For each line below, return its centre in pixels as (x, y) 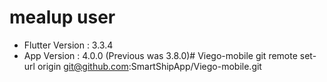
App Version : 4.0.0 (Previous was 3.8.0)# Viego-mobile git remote (160, 55)
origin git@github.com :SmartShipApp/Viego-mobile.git (149, 66)
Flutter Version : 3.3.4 (68, 45)
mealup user (62, 17)
